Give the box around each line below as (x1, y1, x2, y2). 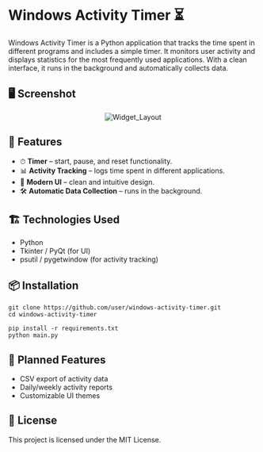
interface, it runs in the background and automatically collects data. (8, 63, 228, 72)
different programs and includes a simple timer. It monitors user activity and (8, 46, 256, 56)
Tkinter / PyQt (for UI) (19, 247, 91, 256)
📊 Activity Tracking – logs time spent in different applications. (19, 166, 226, 175)
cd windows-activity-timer (8, 311, 97, 319)
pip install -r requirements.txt (8, 324, 119, 333)
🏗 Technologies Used (8, 213, 120, 226)
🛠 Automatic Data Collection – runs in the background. (19, 186, 203, 195)
